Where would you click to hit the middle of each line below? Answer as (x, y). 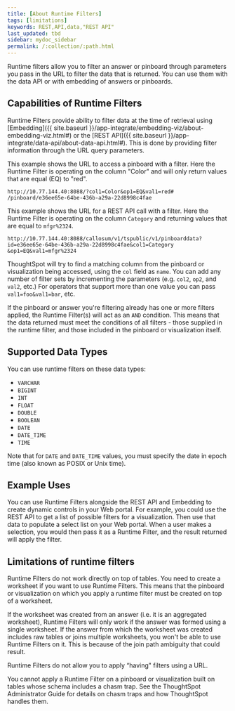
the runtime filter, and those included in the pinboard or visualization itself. (115, 330)
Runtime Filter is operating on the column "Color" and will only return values (117, 171)
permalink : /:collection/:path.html (61, 46)
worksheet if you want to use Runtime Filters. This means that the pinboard (116, 586)
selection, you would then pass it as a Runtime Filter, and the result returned (117, 532)
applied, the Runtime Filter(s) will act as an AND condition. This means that (113, 315)
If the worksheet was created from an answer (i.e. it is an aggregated (107, 615)
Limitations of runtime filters (71, 562)
